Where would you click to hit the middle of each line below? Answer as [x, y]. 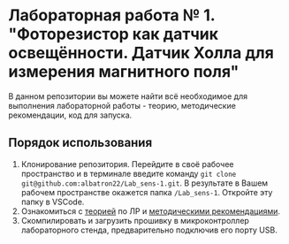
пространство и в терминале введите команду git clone [129, 173]
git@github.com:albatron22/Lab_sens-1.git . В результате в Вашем [144, 183]
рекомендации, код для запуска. [70, 115]
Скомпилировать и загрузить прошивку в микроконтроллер [135, 220]
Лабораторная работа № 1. [112, 15]
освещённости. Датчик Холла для [141, 53]
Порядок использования [80, 143]
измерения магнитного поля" [124, 72]
